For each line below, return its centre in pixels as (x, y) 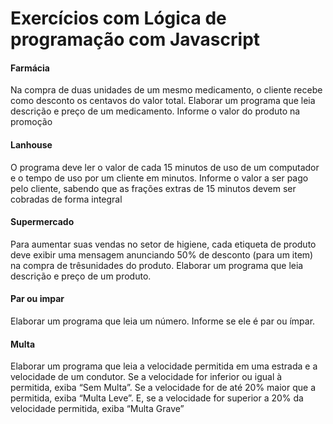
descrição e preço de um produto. (81, 276)
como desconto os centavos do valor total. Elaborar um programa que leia (163, 101)
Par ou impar (37, 299)
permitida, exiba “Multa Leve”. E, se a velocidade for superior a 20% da (157, 398)
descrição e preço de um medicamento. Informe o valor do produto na (155, 111)
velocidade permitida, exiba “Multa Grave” (97, 409)
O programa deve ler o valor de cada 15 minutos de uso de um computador (165, 167)
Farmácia (30, 68)
